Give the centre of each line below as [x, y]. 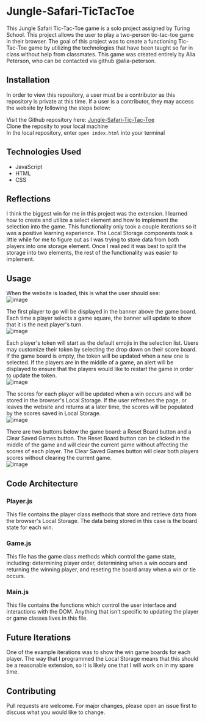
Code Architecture [42, 483]
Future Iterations [39, 637]
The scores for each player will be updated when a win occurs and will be [99, 394]
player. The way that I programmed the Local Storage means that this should [103, 659]
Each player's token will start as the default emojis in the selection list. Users [103, 343]
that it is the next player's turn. [45, 325]
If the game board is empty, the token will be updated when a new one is [98, 356]
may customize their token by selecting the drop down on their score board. [102, 350]
